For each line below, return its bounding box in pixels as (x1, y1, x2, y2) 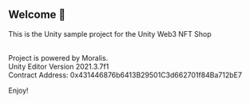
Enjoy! (8, 85, 30, 95)
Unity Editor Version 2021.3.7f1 (8, 61, 109, 71)
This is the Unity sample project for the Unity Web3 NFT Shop (8, 29, 212, 38)
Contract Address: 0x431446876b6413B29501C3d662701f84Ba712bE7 (8, 69, 242, 80)
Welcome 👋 (8, 8, 66, 22)
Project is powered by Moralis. (8, 53, 109, 62)
